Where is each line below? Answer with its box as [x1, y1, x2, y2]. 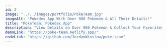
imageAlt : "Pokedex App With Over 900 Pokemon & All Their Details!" [5, 16, 153, 21]
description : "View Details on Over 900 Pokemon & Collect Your [5, 25, 141, 30]
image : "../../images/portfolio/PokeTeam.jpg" [5, 12, 103, 17]
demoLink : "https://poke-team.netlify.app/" [5, 30, 99, 35]
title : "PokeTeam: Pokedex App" [5, 21, 72, 26]
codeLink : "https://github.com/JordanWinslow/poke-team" [5, 35, 126, 40]
